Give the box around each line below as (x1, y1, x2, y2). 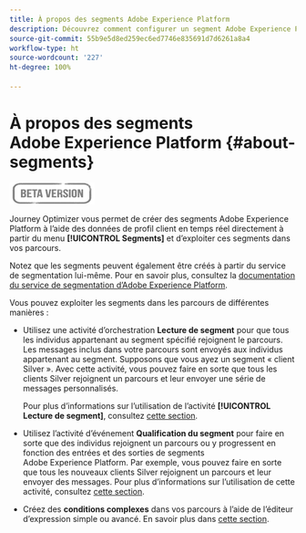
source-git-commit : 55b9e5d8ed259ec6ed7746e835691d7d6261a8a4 (9, 34, 250, 43)
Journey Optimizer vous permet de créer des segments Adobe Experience (9, 213, 290, 224)
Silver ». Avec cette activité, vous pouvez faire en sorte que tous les (22, 363, 278, 374)
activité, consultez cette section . (22, 486, 145, 496)
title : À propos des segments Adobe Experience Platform (9, 15, 230, 24)
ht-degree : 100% (9, 63, 71, 72)
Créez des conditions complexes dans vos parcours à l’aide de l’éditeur (22, 503, 294, 515)
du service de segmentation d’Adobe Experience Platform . (9, 279, 228, 290)
